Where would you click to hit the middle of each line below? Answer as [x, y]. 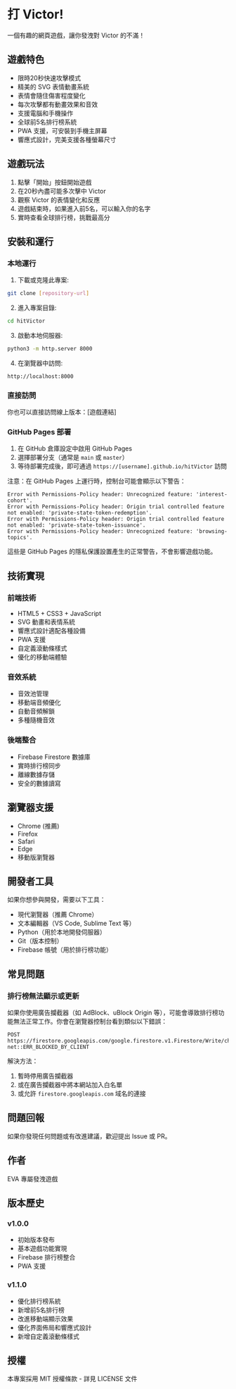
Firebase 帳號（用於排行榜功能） [65, 950]
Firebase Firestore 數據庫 [54, 757]
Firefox [28, 834]
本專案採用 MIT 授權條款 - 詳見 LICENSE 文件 [72, 1379]
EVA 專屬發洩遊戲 [33, 1179]
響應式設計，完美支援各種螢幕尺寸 [67, 139]
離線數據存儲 [36, 774]
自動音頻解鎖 [36, 711]
